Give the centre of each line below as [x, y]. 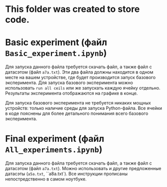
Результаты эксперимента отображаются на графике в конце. [72, 93]
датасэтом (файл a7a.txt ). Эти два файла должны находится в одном [79, 72]
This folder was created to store [73, 9]
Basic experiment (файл [56, 43]
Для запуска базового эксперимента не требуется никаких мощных [78, 103]
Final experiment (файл [55, 139]
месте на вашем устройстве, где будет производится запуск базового [81, 78]
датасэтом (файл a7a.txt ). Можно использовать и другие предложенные [83, 169]
